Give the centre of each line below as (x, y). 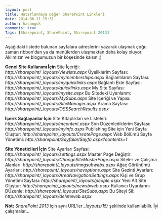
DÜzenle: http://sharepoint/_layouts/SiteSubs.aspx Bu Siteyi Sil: (70, 191)
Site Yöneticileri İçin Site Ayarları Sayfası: (47, 149)
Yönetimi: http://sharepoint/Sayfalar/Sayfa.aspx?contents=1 (66, 139)
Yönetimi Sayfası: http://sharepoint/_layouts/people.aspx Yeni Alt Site (76, 180)
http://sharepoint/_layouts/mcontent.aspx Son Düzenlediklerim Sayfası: (78, 124)
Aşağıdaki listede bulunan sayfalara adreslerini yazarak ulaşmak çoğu (76, 47)
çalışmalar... (17, 211)
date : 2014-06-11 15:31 (30, 19)
